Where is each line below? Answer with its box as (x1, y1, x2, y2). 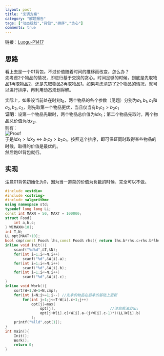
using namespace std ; (5, 202, 49, 207)
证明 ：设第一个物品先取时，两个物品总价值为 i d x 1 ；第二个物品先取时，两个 (5, 111, 154, 118)
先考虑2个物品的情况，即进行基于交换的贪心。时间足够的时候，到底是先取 (5, 75, 153, 80)
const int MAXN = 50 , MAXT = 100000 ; (5, 211, 82, 216)
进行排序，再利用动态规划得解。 (9, 87, 74, 93)
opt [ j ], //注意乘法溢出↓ (40, 306, 139, 311)
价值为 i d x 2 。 (13, 118, 39, 125)
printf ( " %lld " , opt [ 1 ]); (14, 320, 62, 325)
